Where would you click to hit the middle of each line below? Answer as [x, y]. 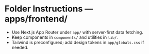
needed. [20, 47]
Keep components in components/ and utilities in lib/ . [65, 37]
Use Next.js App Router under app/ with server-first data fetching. [77, 32]
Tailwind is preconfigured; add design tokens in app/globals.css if [78, 42]
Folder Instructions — [49, 9]
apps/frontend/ [36, 19]
